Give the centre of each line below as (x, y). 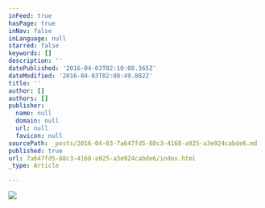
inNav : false (30, 31)
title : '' (25, 83)
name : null (34, 114)
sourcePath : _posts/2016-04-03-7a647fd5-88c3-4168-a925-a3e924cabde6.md (133, 143)
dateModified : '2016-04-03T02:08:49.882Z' (81, 76)
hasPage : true (32, 23)
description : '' (35, 61)
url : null (32, 128)
